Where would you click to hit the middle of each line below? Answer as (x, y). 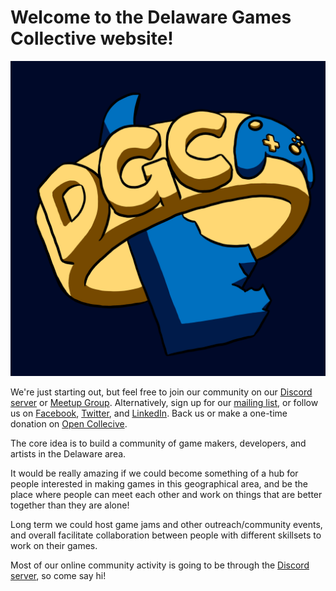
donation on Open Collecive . (69, 423)
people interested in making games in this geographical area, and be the (159, 483)
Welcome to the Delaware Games (151, 17)
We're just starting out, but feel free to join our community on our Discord (161, 392)
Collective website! (92, 38)
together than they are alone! (70, 505)
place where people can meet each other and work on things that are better (166, 494)
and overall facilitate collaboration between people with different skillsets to (166, 535)
